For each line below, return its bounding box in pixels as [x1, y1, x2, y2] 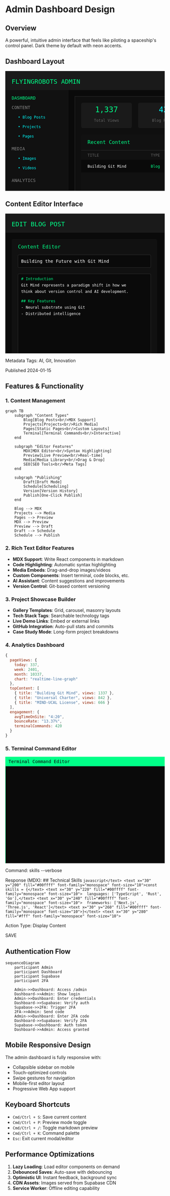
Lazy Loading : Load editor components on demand [12, 1164, 120, 1170]
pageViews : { [10, 658, 37, 663]
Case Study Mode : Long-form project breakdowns [12, 629, 119, 635]
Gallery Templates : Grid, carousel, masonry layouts [12, 607, 121, 613]
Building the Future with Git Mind [21, 258, 110, 264]
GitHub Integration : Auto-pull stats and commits [12, 623, 114, 629]
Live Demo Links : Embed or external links [12, 618, 100, 624]
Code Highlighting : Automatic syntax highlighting [12, 561, 116, 567]
